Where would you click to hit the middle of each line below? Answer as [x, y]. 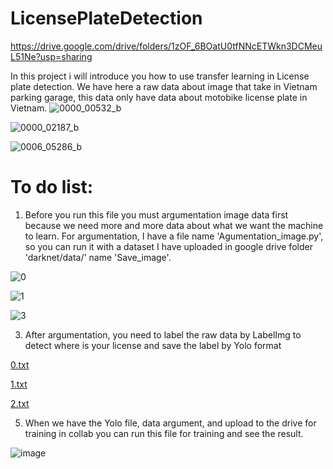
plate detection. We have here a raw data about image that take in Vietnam [164, 86]
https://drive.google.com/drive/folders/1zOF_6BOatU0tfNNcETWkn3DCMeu [166, 46]
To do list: [52, 187]
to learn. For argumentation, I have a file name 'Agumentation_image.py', [174, 236]
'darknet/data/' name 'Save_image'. [98, 257]
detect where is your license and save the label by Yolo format [153, 345]
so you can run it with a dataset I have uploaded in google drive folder [168, 246]
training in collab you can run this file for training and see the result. [164, 433]
